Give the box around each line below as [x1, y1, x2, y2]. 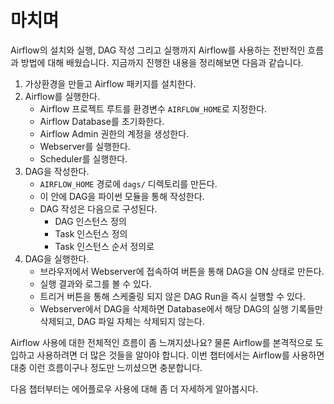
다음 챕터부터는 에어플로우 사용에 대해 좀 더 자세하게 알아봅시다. [10, 382, 259, 395]
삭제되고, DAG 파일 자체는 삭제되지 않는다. [39, 315, 205, 327]
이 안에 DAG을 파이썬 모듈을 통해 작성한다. [39, 190, 205, 202]
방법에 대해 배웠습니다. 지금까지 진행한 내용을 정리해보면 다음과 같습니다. [20, 56, 304, 68]
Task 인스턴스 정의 [54, 227, 128, 240]
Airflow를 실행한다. [24, 90, 100, 102]
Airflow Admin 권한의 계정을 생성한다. [39, 127, 190, 140]
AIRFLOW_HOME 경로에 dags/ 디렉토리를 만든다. [39, 177, 218, 190]
